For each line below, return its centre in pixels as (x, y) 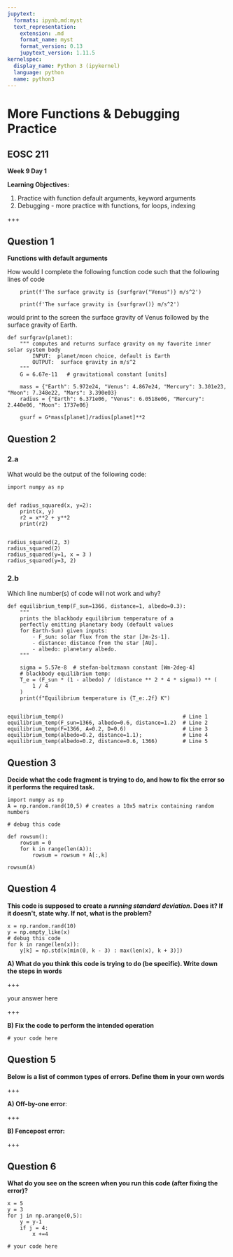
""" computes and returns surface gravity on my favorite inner (115, 344)
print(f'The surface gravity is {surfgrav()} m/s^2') (100, 305)
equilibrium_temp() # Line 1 (108, 717)
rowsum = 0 (36, 843)
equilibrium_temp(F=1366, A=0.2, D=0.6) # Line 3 (108, 729)
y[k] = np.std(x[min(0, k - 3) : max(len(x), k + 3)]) (101, 951)
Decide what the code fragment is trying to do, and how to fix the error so (116, 780)
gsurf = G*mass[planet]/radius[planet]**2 (83, 418)
